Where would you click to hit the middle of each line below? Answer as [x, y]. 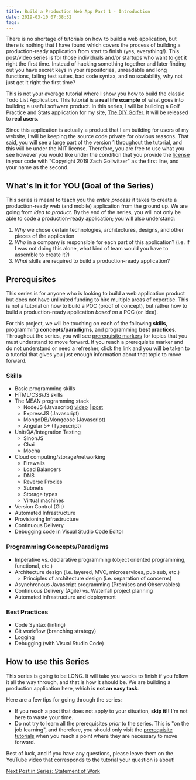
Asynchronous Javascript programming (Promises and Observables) [97, 584]
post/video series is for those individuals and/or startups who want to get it [97, 58]
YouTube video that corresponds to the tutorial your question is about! [90, 760]
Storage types [40, 494]
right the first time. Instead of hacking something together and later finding [96, 64]
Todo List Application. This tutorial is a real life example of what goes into [95, 100]
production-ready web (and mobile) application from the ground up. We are [97, 206]
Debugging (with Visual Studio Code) [59, 643]
